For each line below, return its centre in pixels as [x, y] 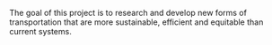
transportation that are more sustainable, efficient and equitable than [136, 22]
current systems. [40, 31]
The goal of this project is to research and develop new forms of [128, 13]
